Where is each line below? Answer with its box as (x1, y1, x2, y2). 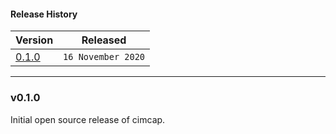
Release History (10, 8, 78, 20)
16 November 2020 (63, 51, 146, 63)
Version (15, 33, 54, 47)
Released (81, 33, 127, 47)
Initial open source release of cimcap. (10, 113, 166, 125)
